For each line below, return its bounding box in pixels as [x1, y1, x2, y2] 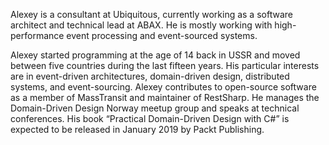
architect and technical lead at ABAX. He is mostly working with [10, 19, 273, 31]
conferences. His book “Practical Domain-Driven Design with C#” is [10, 113, 290, 124]
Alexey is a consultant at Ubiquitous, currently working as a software [10, 9, 293, 20]
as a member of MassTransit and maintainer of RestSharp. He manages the [10, 92, 320, 103]
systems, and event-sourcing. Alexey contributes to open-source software [10, 81, 317, 93]
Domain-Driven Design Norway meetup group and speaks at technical [10, 102, 300, 114]
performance [10, 30, 65, 41]
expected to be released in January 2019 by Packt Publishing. [10, 124, 265, 135]
